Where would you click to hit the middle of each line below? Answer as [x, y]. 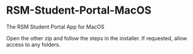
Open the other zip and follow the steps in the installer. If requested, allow [97, 38]
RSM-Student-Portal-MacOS [79, 10]
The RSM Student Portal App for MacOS [55, 27]
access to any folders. [33, 45]
